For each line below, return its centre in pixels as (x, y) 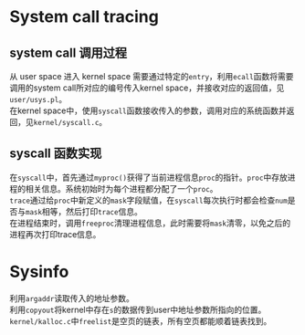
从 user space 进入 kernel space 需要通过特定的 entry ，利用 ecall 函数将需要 (152, 76)
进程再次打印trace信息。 (55, 234)
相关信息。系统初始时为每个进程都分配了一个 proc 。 (121, 188)
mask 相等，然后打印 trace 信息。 (84, 211)
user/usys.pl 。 (38, 99)
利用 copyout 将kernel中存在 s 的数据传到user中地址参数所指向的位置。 (138, 309)
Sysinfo (39, 272)
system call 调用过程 (68, 52)
